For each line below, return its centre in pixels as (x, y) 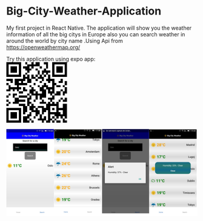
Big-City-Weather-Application (84, 11)
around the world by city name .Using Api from (65, 41)
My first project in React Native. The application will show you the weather (99, 28)
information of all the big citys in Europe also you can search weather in (96, 34)
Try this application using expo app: (51, 59)
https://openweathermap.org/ (43, 47)
